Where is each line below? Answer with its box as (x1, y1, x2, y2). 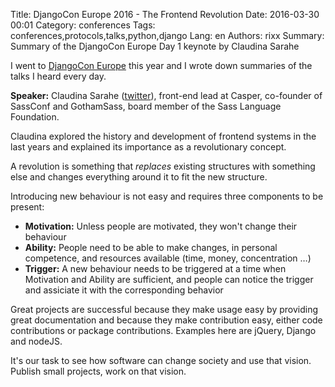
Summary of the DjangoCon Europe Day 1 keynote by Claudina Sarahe (10, 40, 300, 52)
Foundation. (10, 111, 60, 123)
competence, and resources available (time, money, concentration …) (24, 252, 312, 264)
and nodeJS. (10, 335, 63, 347)
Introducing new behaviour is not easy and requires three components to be (10, 190, 324, 202)
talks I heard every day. (10, 70, 107, 82)
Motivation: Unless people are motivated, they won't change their (24, 220, 298, 232)
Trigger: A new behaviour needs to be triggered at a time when (24, 263, 287, 274)
